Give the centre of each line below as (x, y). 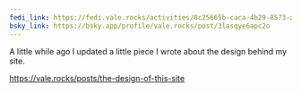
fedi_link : (30, 17)
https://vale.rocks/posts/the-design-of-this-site (97, 78)
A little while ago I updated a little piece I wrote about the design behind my (148, 51)
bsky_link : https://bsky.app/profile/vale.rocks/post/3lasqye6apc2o (140, 26)
